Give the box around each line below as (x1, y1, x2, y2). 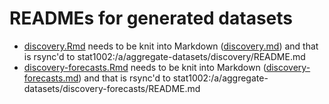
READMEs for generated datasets (9, 7, 294, 30)
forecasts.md (23, 72, 79, 84)
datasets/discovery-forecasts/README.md (23, 82, 201, 94)
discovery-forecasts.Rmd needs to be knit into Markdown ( (23, 61, 267, 73)
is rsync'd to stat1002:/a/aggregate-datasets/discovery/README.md (23, 50, 306, 62)
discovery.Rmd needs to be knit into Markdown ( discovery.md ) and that (23, 40, 319, 52)
